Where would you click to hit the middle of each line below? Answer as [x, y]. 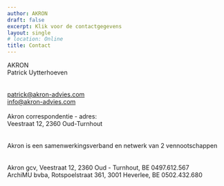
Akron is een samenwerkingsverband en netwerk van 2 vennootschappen [112, 146]
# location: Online [35, 39]
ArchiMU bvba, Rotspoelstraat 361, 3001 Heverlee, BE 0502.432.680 [105, 175]
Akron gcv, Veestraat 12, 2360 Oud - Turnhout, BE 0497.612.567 [98, 167]
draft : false [26, 20]
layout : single [29, 33]
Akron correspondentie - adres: [52, 116]
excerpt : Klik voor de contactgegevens [65, 26]
